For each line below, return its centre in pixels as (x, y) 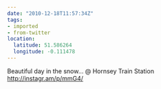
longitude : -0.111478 (44, 52)
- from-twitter (29, 33)
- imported (23, 26)
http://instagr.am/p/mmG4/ (45, 78)
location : (21, 39)
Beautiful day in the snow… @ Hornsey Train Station (81, 71)
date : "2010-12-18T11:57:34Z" (51, 13)
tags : (15, 20)
